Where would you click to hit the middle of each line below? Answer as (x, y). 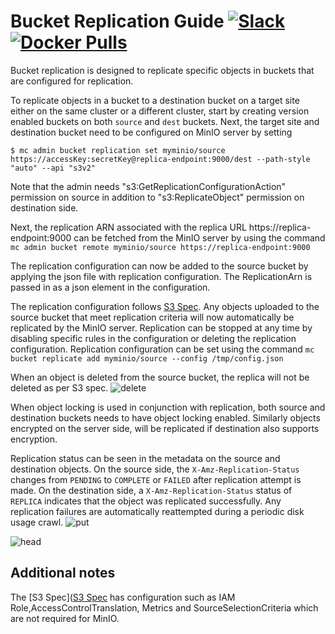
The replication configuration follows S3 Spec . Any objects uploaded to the (165, 306)
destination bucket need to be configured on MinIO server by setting (151, 132)
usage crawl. (37, 522)
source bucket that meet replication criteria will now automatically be (152, 317)
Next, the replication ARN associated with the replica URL (128, 227)
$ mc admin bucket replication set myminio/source (118, 150)
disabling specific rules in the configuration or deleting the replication (153, 338)
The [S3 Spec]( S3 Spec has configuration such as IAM (123, 597)
